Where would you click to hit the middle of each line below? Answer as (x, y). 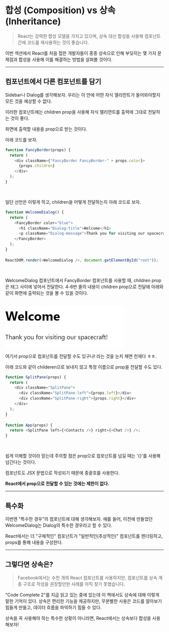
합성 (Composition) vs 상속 (60, 10)
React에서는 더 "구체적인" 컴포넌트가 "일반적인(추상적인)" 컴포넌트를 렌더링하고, (84, 536)
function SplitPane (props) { (36, 377)
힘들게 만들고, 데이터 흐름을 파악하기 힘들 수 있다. (54, 607)
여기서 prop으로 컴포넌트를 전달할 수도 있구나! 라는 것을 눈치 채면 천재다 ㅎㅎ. (81, 356)
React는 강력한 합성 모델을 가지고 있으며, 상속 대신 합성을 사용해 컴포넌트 (89, 36)
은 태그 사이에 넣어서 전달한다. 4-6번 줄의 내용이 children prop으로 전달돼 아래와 (84, 287)
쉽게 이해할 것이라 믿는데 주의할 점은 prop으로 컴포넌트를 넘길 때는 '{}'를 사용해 (83, 456)
